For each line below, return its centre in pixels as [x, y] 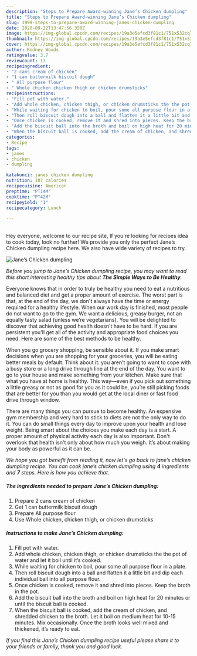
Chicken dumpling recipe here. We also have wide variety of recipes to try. [96, 248]
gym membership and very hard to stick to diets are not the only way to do [96, 418]
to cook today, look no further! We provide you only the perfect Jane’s [91, 242]
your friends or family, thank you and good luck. [64, 647]
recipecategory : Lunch [34, 208]
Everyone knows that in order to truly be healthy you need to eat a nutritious [98, 289]
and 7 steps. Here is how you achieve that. [58, 473]
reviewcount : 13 [26, 60]
